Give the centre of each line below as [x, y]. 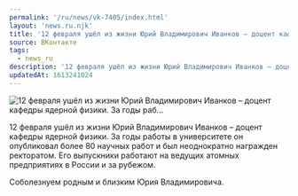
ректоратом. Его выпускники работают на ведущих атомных [124, 155]
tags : [19, 51]
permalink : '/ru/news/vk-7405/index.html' [89, 17]
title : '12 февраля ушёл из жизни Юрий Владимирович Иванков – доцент [142, 34]
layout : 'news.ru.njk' [51, 26]
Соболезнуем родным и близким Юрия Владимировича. [117, 182]
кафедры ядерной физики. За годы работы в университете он [126, 136]
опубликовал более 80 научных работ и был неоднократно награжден [143, 145]
